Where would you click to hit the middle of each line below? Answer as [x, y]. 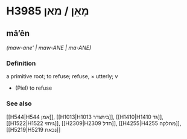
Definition [21, 63]
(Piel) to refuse [33, 88]
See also [19, 103]
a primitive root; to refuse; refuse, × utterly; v [62, 76]
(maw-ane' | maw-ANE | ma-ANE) [49, 48]
